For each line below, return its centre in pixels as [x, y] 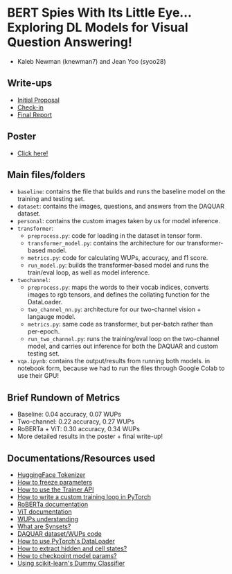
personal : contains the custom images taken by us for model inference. [118, 221]
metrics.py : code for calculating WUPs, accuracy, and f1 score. [118, 258]
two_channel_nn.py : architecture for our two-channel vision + [114, 309]
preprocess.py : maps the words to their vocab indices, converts [118, 287]
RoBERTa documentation [53, 504]
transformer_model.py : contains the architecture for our [106, 243]
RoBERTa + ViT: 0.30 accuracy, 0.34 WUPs [79, 429]
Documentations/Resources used [81, 458]
